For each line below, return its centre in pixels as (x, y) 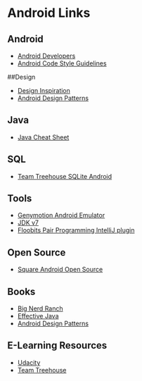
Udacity (29, 362)
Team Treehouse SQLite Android (65, 176)
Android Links (49, 13)
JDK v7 (28, 223)
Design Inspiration (44, 90)
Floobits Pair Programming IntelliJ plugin (76, 230)
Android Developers (46, 56)
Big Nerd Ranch (40, 308)
